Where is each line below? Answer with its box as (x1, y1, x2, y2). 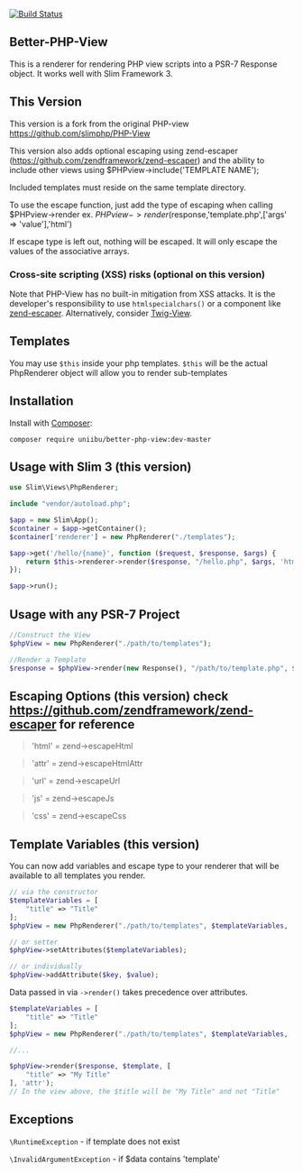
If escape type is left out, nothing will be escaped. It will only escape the (9, 235, 278, 247)
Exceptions (9, 1112, 74, 1127)
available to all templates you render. (9, 870, 146, 881)
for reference (59, 717, 135, 732)
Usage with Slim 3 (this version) (9, 459, 192, 474)
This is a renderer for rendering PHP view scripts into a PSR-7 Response (9, 59, 278, 69)
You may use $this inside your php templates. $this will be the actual (9, 357, 268, 369)
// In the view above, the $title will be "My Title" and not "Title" (9, 1087, 280, 1096)
